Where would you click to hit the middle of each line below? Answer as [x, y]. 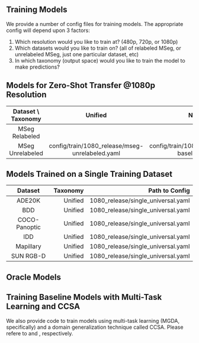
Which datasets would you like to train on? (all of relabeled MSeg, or [98, 48]
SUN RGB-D [28, 256]
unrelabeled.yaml [96, 153]
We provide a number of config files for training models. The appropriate [95, 24]
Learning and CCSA [43, 307]
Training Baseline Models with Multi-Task [84, 297]
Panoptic [28, 227]
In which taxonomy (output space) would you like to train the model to [100, 60]
